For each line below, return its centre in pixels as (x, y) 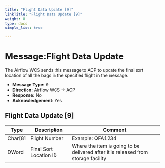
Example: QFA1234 (94, 138)
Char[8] (17, 138)
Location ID (44, 155)
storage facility (89, 158)
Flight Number (47, 138)
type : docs (16, 23)
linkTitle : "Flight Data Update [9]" (44, 14)
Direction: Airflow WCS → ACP (43, 90)
